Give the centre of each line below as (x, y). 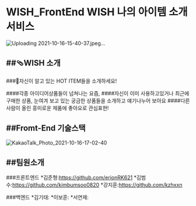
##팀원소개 (25, 162)
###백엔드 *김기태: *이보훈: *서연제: (48, 197)
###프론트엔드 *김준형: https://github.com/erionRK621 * (71, 178)
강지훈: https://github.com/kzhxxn (143, 185)
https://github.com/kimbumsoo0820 (56, 185)
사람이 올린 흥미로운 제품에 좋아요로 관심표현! (57, 108)
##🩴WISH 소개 (33, 63)
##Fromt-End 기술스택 (46, 128)
